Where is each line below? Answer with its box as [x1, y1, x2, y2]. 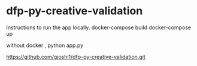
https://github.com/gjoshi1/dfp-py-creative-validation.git [6, 53, 146, 60]
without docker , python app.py [6, 42, 84, 49]
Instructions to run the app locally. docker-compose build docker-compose [6, 24, 192, 31]
